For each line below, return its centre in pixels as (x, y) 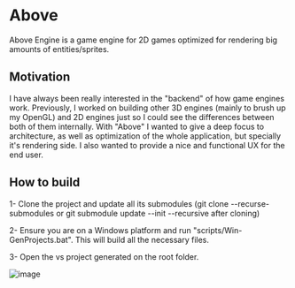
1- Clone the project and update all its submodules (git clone (119, 203)
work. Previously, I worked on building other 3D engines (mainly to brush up (147, 108)
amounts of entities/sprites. (59, 49)
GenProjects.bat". (41, 239)
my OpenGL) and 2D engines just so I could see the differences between (142, 117)
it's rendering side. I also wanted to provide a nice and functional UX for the (147, 145)
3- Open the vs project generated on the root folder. (104, 256)
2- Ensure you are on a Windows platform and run (101, 230)
